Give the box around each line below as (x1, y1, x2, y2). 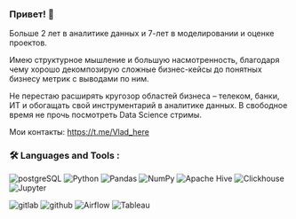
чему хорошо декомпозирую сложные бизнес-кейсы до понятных (9, 64, 262, 74)
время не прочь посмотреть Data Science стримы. (9, 110, 203, 121)
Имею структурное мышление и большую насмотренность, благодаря (9, 55, 280, 66)
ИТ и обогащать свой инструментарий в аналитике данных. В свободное (9, 100, 288, 111)
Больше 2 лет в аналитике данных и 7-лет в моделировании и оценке (9, 28, 275, 39)
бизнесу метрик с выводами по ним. (9, 74, 149, 84)
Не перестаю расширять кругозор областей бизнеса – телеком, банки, (9, 90, 280, 101)
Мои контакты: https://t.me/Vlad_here (9, 127, 149, 137)
